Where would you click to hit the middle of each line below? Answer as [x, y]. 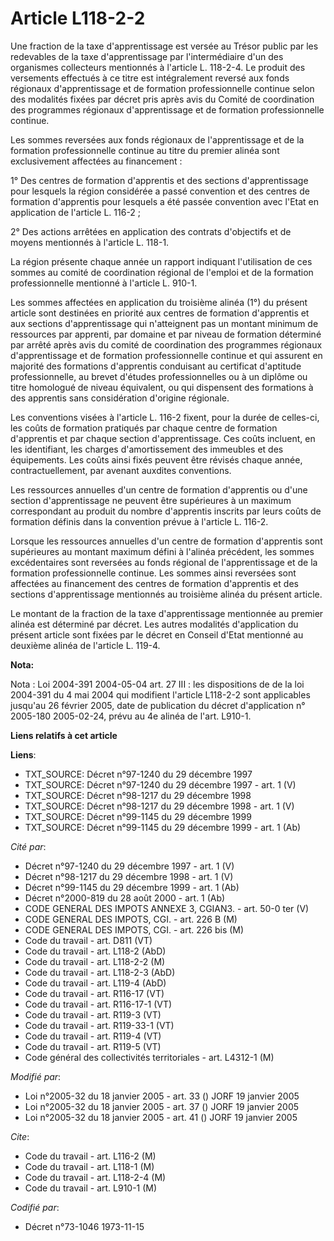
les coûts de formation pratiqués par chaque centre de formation [144, 428]
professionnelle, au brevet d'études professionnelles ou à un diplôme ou [159, 376]
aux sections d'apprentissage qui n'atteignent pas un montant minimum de [164, 323]
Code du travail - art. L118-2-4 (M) [95, 1177]
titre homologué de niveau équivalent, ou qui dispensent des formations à [162, 387]
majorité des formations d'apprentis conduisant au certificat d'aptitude [156, 366]
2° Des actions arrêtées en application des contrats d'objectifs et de [151, 231]
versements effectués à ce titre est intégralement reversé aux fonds [150, 78]
